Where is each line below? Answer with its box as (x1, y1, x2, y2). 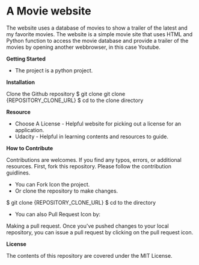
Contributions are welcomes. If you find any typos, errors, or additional (6, 156, 182, 164)
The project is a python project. (14, 66, 93, 74)
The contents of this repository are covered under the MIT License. (6, 252, 173, 259)
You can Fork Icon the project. (14, 180, 90, 188)
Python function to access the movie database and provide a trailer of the (6, 37, 189, 44)
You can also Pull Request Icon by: (14, 210, 101, 218)
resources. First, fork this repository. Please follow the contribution (6, 162, 171, 170)
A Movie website (6, 4, 91, 18)
